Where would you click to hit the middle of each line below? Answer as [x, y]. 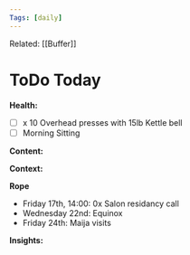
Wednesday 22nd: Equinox [73, 212]
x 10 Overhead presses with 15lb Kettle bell [102, 122]
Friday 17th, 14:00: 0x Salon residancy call [100, 203]
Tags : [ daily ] [36, 18]
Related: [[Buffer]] [43, 43]
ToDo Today [55, 80]
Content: [26, 151]
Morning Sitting [51, 133]
